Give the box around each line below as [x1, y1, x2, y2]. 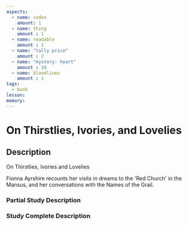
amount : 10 [17, 64, 47, 71]
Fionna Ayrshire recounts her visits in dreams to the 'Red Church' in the [6, 175, 183, 182]
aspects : [6, 8, 28, 15]
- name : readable [11, 36, 55, 42]
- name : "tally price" [11, 48, 68, 54]
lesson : [6, 92, 26, 98]
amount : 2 [17, 53, 44, 59]
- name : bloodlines [11, 70, 60, 76]
